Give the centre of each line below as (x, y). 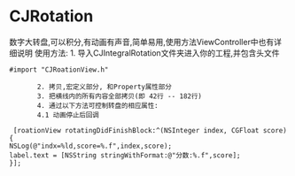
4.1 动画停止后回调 (68, 115)
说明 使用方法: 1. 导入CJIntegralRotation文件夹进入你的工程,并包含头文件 (148, 53)
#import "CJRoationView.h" (59, 69)
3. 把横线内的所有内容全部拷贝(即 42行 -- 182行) (119, 96)
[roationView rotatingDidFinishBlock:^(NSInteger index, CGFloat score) (150, 130)
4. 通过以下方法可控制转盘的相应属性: (98, 105)
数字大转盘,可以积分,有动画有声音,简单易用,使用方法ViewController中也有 (142, 42)
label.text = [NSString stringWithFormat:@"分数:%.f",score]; (125, 155)
